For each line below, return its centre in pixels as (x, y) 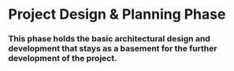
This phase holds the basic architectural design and (109, 39)
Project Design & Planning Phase (117, 14)
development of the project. (63, 59)
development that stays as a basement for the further (113, 48)
